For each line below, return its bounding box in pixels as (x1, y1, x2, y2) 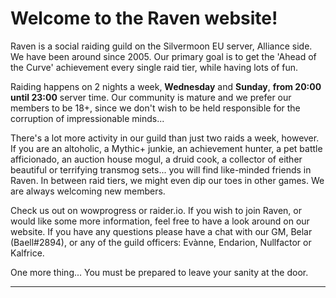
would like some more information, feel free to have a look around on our (10, 215, 310, 227)
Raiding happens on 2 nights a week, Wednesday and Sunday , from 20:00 (10, 80, 322, 92)
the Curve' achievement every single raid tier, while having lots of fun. (10, 61, 299, 73)
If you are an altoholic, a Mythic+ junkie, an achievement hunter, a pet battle (10, 142, 323, 154)
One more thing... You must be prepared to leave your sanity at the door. (10, 266, 309, 278)
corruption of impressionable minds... (10, 112, 165, 124)
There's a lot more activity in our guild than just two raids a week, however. (10, 132, 320, 144)
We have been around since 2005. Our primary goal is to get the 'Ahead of (10, 50, 317, 62)
